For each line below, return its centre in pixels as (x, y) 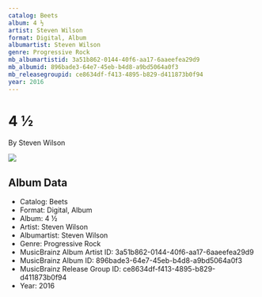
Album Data (38, 183)
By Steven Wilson (37, 143)
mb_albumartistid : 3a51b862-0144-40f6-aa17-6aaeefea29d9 (104, 60)
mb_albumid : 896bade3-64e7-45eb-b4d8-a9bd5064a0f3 (93, 67)
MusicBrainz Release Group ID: (70, 269)
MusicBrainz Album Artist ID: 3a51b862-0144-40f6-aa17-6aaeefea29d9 (137, 252)
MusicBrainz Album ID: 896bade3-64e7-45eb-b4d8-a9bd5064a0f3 (131, 261)
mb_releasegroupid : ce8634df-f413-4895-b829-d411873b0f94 (106, 74)
